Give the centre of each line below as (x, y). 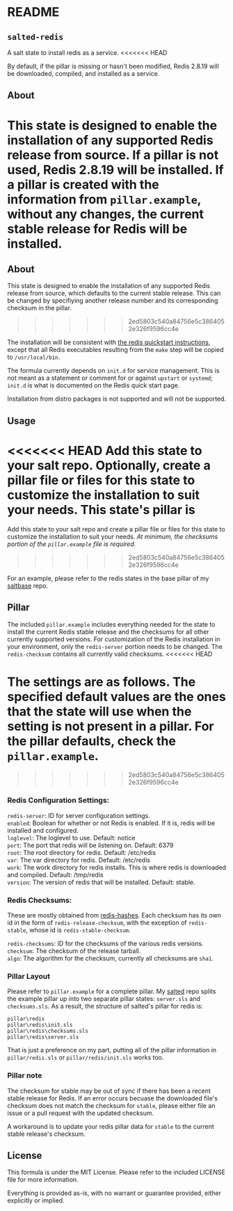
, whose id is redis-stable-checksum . (78, 930)
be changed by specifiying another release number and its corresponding (113, 300)
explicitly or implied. (36, 1201)
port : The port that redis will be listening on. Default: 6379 (90, 845)
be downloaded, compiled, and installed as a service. (83, 73)
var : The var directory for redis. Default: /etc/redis (79, 860)
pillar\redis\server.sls (43, 1037)
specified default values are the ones (116, 697)
